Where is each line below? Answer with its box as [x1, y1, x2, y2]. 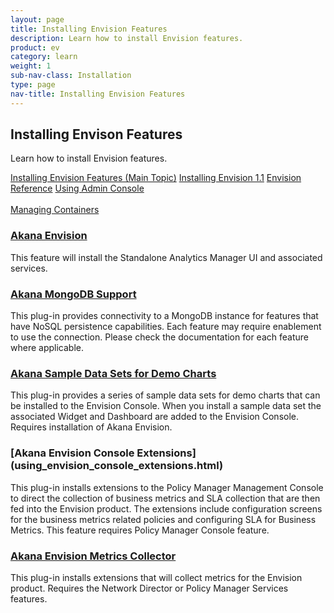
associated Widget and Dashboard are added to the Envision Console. [10, 411, 300, 423]
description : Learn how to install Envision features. [10, 33, 244, 43]
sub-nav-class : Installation [10, 71, 132, 81]
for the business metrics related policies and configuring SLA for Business [10, 513, 317, 525]
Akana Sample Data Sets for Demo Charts [10, 366, 217, 380]
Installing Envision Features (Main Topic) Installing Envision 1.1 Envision [10, 172, 302, 184]
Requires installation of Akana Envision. [10, 421, 173, 433]
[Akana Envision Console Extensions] [10, 446, 197, 460]
